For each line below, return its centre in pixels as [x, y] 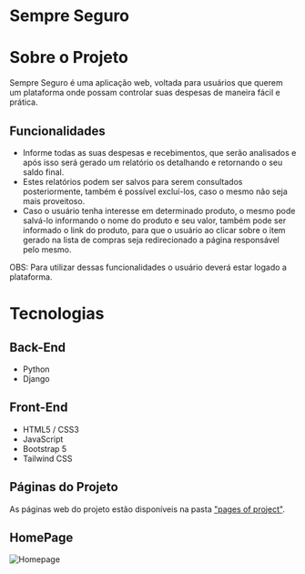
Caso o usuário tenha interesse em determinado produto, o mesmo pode [159, 210]
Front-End [39, 408]
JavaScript [43, 439]
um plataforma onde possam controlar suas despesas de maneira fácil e [145, 93]
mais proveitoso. [54, 200]
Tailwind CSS [47, 458]
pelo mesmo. [47, 249]
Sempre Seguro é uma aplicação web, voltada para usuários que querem [147, 83]
